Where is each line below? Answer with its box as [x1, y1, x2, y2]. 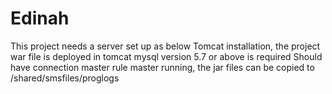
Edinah [10, 7, 70, 30]
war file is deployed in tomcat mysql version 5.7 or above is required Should [10, 50, 323, 62]
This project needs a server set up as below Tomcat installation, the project [10, 40, 321, 52]
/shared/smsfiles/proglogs [10, 72, 120, 84]
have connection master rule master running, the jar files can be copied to [10, 61, 315, 73]
